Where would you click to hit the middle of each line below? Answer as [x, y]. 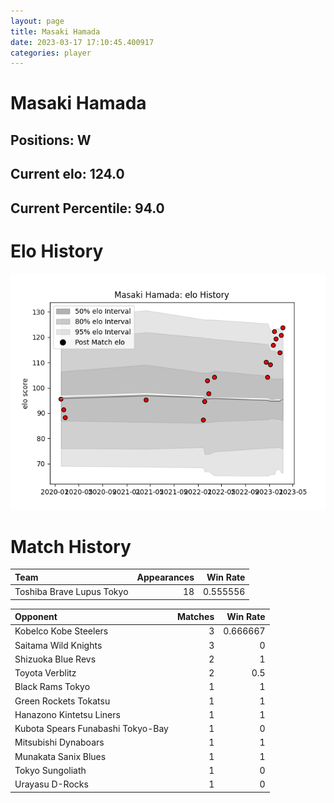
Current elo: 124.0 [67, 174]
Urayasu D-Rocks [51, 784]
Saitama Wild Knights [58, 645]
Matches [195, 617]
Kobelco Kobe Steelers [61, 631]
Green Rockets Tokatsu [62, 701]
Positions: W [51, 140]
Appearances [165, 577]
